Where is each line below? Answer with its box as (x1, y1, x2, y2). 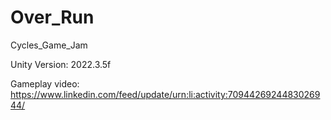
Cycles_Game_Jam (10, 39, 88, 51)
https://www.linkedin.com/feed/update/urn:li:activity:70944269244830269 (10, 88, 321, 100)
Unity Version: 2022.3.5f (10, 58, 112, 70)
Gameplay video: (10, 77, 80, 90)
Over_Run (10, 6, 95, 29)
